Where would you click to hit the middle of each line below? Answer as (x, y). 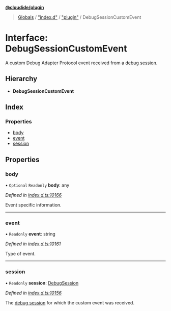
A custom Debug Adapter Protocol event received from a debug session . (81, 63)
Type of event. (20, 254)
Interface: (27, 38)
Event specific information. (34, 205)
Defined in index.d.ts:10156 (34, 293)
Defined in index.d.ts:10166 (34, 195)
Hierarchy (21, 79)
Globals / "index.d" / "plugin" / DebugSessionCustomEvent (79, 17)
